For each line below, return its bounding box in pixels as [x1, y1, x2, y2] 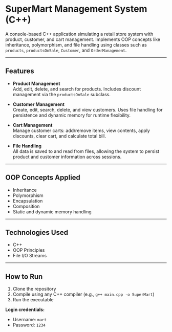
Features [5, 67, 34, 76]
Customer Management [12, 101, 65, 107]
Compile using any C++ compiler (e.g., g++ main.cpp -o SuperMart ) [12, 291, 155, 297]
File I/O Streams [12, 253, 47, 259]
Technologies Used [5, 228, 68, 237]
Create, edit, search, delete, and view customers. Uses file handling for [12, 106, 163, 113]
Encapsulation [12, 197, 43, 204]
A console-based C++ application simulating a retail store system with [5, 31, 154, 37]
